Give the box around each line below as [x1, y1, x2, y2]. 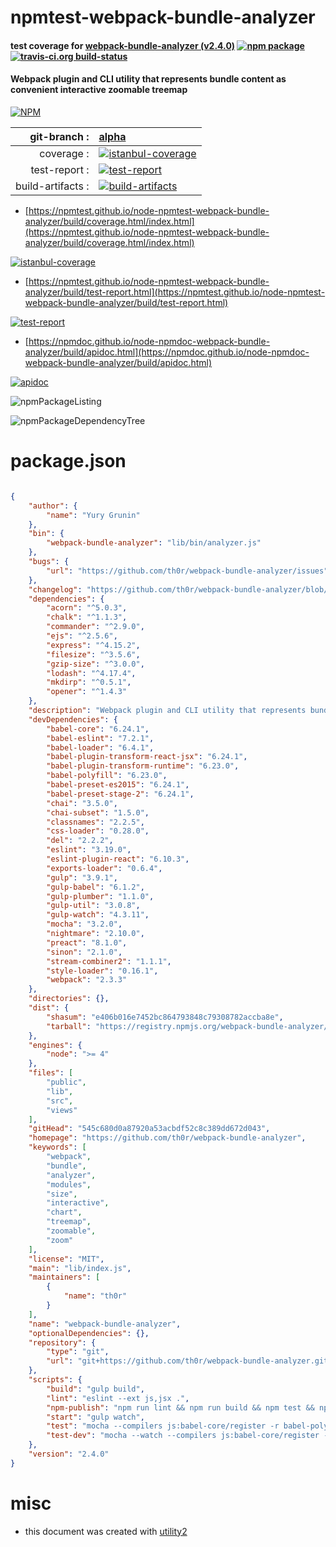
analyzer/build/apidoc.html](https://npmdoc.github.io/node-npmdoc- [24, 346, 310, 358]
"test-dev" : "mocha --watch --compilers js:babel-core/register [46, 1431, 320, 1441]
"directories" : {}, [28, 994, 110, 1004]
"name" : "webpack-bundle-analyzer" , [28, 1319, 182, 1329]
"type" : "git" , [46, 1347, 110, 1357]
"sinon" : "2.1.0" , [46, 947, 123, 957]
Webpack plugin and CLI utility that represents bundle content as [10, 73, 287, 85]
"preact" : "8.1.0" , [46, 937, 128, 948]
